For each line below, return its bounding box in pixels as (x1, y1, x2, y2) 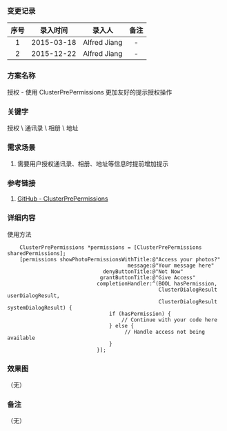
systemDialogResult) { (7, 304, 72, 311)
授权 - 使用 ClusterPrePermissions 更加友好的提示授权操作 (7, 88, 172, 96)
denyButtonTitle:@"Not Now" (102, 268, 184, 275)
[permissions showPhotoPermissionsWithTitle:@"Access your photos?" (19, 256, 221, 263)
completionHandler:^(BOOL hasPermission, (96, 280, 217, 287)
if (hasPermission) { (109, 310, 171, 317)
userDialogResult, (7, 292, 60, 299)
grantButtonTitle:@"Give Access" (99, 274, 196, 281)
